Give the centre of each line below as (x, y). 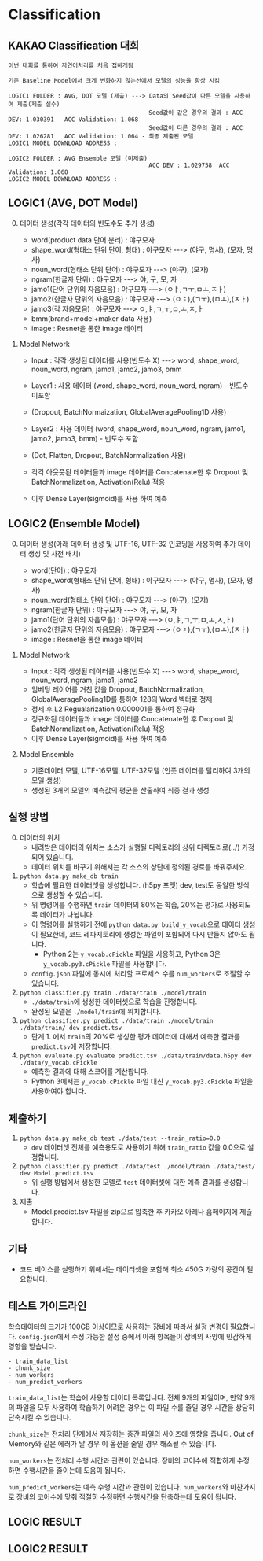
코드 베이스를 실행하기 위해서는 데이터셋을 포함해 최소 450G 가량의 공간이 (132, 1269)
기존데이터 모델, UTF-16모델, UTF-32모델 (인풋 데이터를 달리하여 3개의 (141, 770)
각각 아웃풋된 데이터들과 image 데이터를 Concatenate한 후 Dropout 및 (140, 472)
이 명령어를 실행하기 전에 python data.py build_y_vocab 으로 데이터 (136, 924)
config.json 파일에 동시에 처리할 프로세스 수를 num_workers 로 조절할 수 (141, 974)
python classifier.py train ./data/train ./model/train (113, 993)
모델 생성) (46, 780)
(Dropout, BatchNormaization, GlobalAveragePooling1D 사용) (129, 411)
